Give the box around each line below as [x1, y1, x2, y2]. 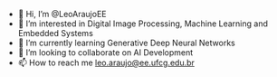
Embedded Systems [17, 28, 93, 38]
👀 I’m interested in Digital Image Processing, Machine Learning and [17, 18, 269, 29]
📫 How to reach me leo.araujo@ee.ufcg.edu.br [17, 57, 195, 68]
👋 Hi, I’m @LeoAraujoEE [17, 9, 107, 19]
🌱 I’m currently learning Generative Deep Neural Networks [17, 37, 235, 48]
